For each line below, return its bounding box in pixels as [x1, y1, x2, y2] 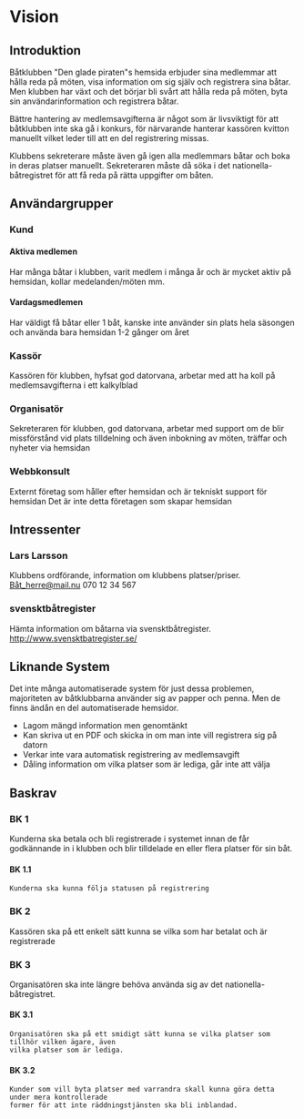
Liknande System [9, 658, 111, 675]
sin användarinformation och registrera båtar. [9, 96, 179, 107]
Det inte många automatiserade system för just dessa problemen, [9, 683, 255, 694]
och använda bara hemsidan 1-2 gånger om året [9, 326, 189, 338]
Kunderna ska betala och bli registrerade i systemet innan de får [9, 833, 250, 844]
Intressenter [9, 522, 81, 537]
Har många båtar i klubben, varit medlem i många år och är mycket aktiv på [9, 266, 291, 277]
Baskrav [9, 785, 57, 800]
